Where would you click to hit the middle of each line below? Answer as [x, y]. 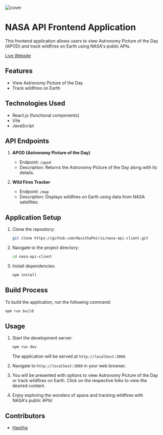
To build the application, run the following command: [58, 302]
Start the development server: [42, 338]
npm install [24, 275]
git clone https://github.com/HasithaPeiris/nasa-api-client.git [80, 238]
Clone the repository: [34, 229]
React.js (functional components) [46, 115]
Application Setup [33, 217]
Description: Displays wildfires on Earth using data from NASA [82, 197]
